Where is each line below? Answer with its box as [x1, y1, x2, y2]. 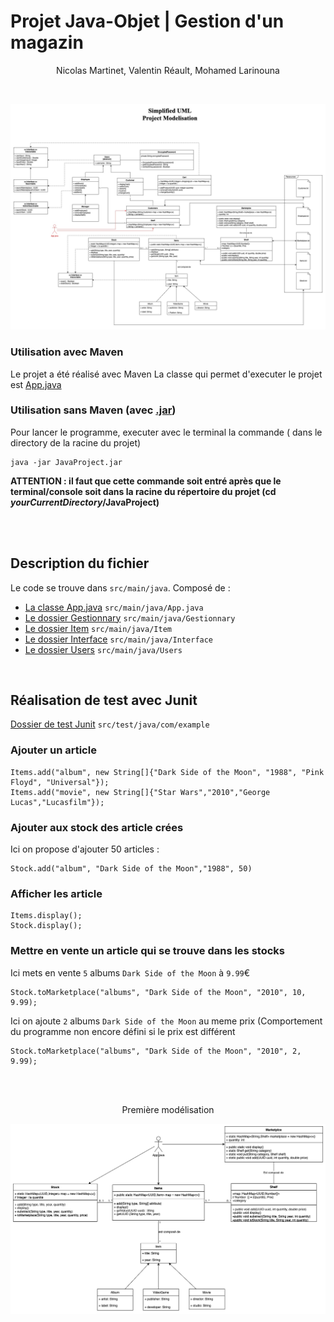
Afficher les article [10, 886, 103, 900]
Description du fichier [10, 555, 150, 572]
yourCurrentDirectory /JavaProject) [10, 496, 160, 508]
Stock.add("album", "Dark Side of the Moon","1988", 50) [10, 864, 253, 874]
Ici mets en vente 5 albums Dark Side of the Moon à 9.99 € [10, 966, 251, 979]
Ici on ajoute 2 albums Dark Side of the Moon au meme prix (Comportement [10, 1015, 323, 1027]
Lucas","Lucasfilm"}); [10, 797, 105, 807]
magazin [10, 31, 84, 54]
